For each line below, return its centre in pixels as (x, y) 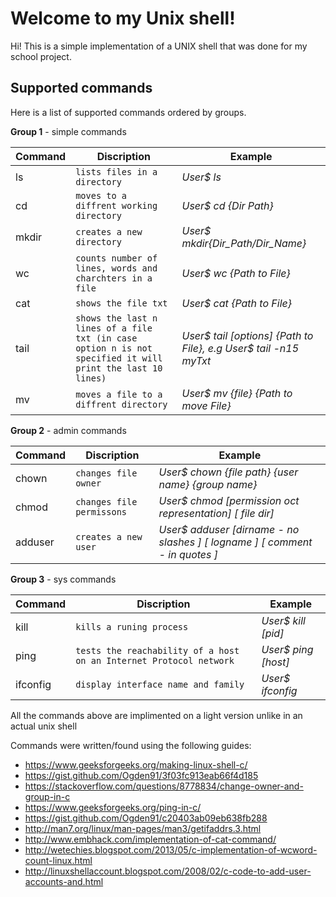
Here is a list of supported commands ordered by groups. (128, 112)
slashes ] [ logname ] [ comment (235, 542)
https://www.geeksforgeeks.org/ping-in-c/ (113, 807)
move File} (206, 405)
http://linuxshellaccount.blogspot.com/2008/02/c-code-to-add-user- (168, 871)
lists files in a (116, 171)
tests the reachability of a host (157, 650)
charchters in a (114, 278)
